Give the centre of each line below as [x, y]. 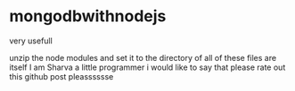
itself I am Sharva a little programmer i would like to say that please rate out [147, 67]
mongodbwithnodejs [88, 16]
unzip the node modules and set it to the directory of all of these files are [143, 57]
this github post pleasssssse [61, 76]
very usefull [31, 41]
